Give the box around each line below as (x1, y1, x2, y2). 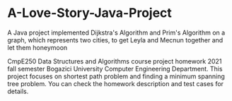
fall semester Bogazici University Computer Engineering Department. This (7, 64, 223, 73)
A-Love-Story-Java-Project (7, 5, 172, 21)
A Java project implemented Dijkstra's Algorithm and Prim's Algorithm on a (7, 28, 226, 37)
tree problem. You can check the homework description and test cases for (7, 79, 224, 88)
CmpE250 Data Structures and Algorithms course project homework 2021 (7, 57, 222, 65)
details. (7, 87, 29, 95)
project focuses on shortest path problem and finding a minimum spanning (7, 72, 225, 81)
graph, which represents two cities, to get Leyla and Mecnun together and (7, 35, 224, 44)
